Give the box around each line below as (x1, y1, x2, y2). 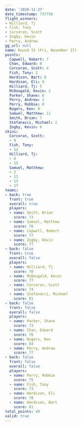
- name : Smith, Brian (9, 210, 53, 215)
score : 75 (14, 377, 34, 382)
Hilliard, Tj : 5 (9, 84, 42, 89)
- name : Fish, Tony (9, 382, 49, 387)
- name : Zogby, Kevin (9, 238, 53, 242)
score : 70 (14, 269, 34, 274)
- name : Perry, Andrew (9, 346, 55, 351)
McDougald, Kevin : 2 (9, 88, 51, 93)
